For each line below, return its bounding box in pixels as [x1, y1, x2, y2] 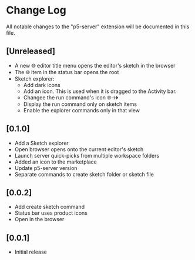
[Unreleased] [6, 46, 56, 56]
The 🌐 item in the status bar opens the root [14, 68, 119, 75]
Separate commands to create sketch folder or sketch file [14, 171, 154, 178]
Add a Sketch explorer [14, 139, 69, 146]
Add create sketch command [14, 204, 85, 211]
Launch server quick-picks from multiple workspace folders [14, 152, 160, 159]
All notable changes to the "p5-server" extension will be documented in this [6, 23, 190, 30]
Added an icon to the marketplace [14, 158, 97, 165]
